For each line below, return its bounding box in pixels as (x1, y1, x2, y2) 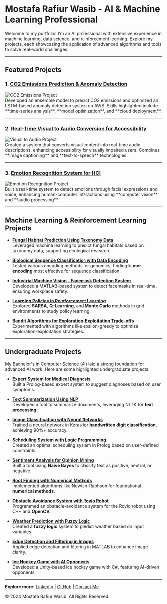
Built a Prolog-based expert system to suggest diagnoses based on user (12, 381, 161, 387)
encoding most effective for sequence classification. (12, 268, 121, 274)
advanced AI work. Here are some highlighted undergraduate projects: (5, 366, 150, 372)
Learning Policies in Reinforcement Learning (12, 298, 106, 304)
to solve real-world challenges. (5, 46, 69, 52)
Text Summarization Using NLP (12, 396, 79, 402)
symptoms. (12, 386, 36, 392)
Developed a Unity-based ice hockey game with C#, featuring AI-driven (12, 564, 160, 570)
